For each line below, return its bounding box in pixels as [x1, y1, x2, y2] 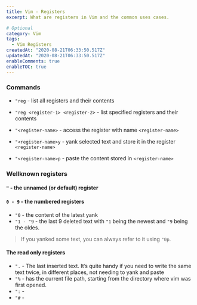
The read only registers [6, 249, 66, 256]
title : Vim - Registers [6, 8, 66, 15]
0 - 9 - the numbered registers [6, 198, 85, 205]
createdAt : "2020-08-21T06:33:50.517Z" [6, 47, 106, 54]
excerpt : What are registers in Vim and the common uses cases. [6, 14, 170, 20]
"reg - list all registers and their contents [14, 97, 115, 104]
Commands [6, 83, 41, 92]
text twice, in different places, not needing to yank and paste [14, 269, 164, 276]
